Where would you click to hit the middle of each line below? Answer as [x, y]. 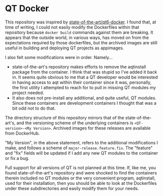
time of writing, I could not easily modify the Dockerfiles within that [72, 27]
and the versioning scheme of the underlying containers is [75, 123]
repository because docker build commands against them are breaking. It [79, 32]
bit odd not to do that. [34, 108]
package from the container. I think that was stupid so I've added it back [84, 72]
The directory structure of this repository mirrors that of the [65, 118]
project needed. [28, 93]
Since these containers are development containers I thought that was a [84, 103]
